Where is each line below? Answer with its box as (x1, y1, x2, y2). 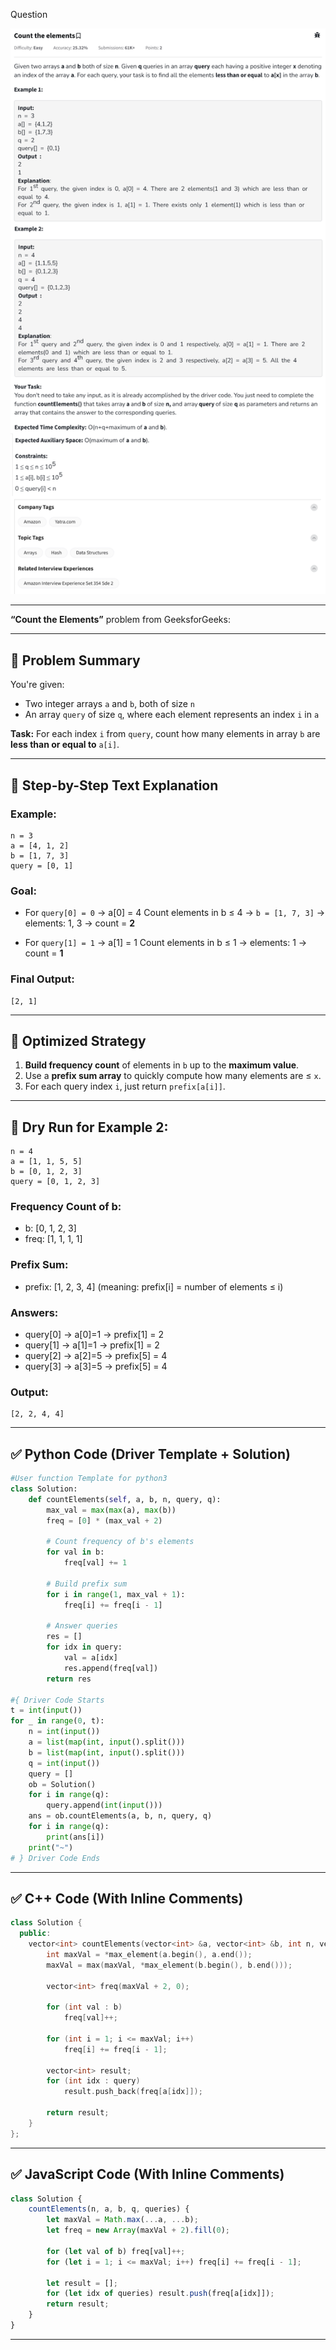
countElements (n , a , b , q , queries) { (28, 2204, 190, 2214)
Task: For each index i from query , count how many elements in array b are (10, 728, 321, 740)
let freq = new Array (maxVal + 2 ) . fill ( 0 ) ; (46, 2225, 230, 2236)
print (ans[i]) (46, 1832, 105, 1842)
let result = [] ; (46, 2278, 118, 2288)
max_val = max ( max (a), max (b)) (46, 1505, 177, 1515)
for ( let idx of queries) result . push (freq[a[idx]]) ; (46, 2289, 275, 2299)
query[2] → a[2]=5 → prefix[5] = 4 (24, 1350, 168, 1362)
